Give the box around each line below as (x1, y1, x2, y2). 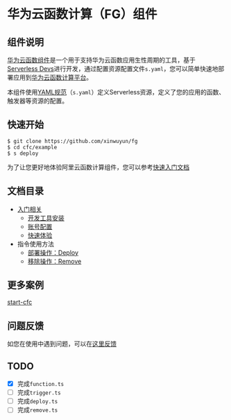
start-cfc (7, 298, 33, 306)
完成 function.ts (17, 380, 65, 388)
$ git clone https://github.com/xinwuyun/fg (7, 137, 138, 144)
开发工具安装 (27, 213, 65, 222)
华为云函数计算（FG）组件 (7, 6, 157, 22)
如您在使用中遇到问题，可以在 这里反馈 (7, 339, 117, 348)
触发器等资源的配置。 (7, 96, 68, 105)
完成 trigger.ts (17, 388, 61, 396)
